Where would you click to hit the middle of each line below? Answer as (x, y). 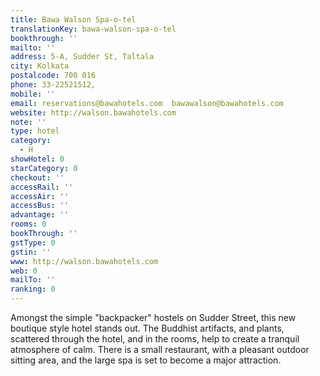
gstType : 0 (33, 242)
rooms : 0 (28, 224)
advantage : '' (40, 215)
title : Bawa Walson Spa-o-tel (73, 19)
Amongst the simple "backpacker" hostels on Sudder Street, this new (153, 317)
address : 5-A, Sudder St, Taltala (82, 57)
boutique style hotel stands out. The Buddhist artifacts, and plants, (147, 328)
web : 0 (24, 271)
